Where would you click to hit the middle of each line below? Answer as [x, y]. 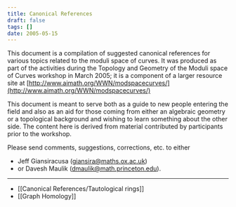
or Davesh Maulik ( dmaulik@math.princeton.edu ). [89, 168]
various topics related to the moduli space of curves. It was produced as [112, 61]
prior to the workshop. [40, 134]
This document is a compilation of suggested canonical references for [109, 53]
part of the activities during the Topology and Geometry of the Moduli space [118, 68]
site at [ [18, 83]
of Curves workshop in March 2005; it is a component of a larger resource [115, 76]
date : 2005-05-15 [33, 33]
